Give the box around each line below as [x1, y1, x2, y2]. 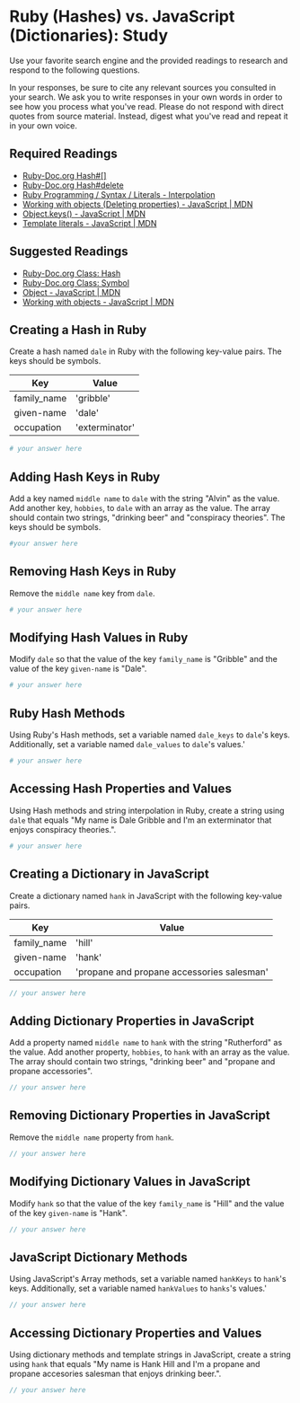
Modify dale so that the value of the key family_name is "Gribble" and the [9, 654, 278, 665]
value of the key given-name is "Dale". [9, 663, 147, 675]
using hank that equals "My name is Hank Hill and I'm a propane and [9, 1358, 260, 1369]
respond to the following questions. [9, 65, 141, 75]
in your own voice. [9, 119, 78, 131]
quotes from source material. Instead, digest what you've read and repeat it [9, 110, 289, 121]
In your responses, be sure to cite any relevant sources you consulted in [9, 82, 277, 93]
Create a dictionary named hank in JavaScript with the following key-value [9, 890, 283, 901]
